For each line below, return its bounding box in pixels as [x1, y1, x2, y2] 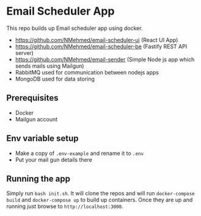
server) [15, 49, 34, 56]
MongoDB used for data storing [15, 75, 95, 82]
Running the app [6, 173, 70, 184]
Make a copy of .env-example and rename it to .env [15, 149, 144, 157]
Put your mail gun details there [15, 156, 93, 163]
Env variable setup [6, 133, 79, 144]
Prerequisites [6, 93, 59, 103]
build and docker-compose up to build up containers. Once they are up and [6, 196, 193, 204]
